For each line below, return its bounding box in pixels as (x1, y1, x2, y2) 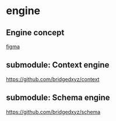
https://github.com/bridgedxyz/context (6, 75, 100, 83)
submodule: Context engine (6, 60, 110, 70)
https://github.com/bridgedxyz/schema (6, 108, 101, 115)
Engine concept (6, 28, 65, 38)
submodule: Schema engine (6, 93, 110, 103)
